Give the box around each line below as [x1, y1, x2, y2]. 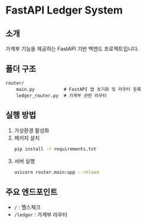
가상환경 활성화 [14, 127, 50, 134]
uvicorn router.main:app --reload [14, 169, 99, 175]
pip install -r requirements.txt [14, 146, 97, 152]
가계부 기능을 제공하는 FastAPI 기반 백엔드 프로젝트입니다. [5, 45, 139, 52]
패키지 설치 [14, 134, 40, 141]
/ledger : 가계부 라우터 [14, 211, 68, 218]
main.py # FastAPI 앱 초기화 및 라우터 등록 [16, 86, 142, 92]
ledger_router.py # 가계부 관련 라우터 [16, 93, 107, 98]
